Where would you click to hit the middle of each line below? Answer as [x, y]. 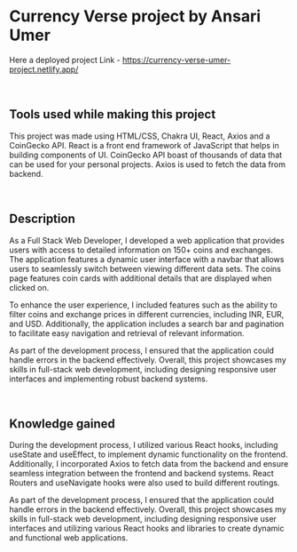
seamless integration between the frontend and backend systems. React [142, 474]
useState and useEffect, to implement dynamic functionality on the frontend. [148, 454]
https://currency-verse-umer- [177, 60]
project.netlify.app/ [44, 69]
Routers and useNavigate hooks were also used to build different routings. [145, 483]
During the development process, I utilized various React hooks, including [144, 445]
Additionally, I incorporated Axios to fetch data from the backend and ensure [149, 464]
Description [42, 219]
